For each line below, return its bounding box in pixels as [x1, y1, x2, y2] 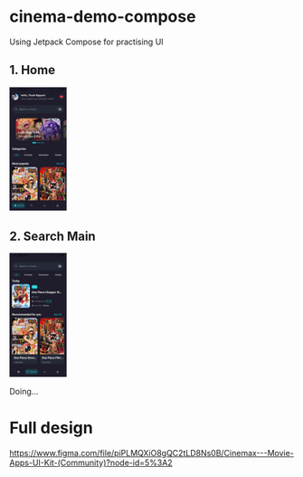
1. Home [9, 62, 56, 78]
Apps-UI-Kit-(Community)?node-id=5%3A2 [9, 457, 174, 468]
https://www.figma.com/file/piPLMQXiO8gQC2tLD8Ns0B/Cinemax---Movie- [9, 447, 294, 458]
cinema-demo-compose [9, 6, 196, 27]
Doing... [9, 386, 39, 396]
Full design [9, 418, 93, 438]
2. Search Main [9, 228, 97, 243]
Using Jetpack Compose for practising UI [9, 36, 165, 47]
